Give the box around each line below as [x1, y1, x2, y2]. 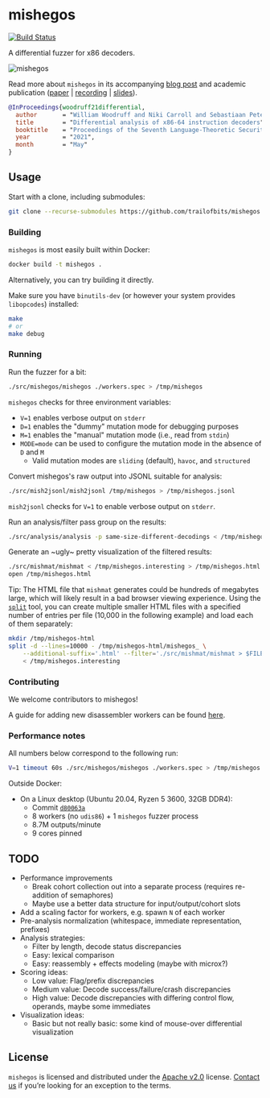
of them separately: [8, 619, 73, 629]
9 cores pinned [31, 828, 83, 839]
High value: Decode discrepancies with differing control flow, [31, 993, 235, 1002]
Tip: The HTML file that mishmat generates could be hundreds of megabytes [8, 585, 260, 595]
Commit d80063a [31, 803, 86, 813]
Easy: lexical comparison [31, 951, 115, 959]
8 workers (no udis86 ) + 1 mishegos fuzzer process [31, 811, 199, 821]
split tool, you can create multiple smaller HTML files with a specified [8, 602, 241, 611]
